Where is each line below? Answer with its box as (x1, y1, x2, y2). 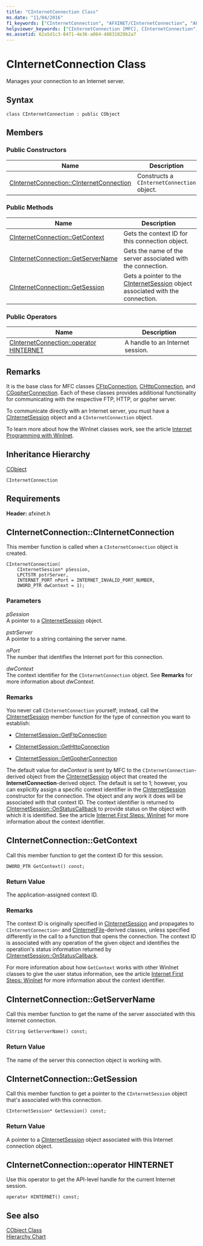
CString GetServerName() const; (6, 1029, 88, 1035)
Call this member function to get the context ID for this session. (6, 852, 164, 859)
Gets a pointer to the (123, 271, 182, 280)
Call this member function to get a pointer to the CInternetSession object (6, 1090, 187, 1097)
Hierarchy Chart (6, 1233, 47, 1241)
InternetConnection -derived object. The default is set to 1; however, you (6, 780, 188, 786)
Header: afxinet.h (6, 509, 50, 517)
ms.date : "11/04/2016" (6, 15, 63, 21)
